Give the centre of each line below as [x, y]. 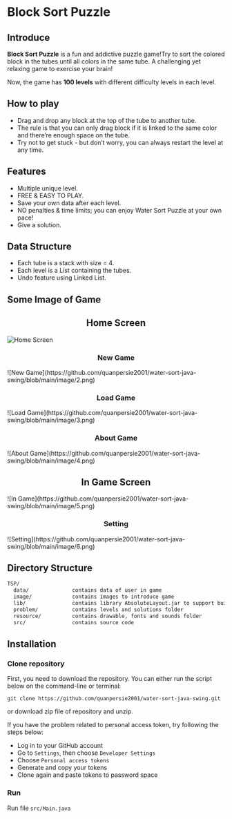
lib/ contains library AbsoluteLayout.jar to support [114, 604]
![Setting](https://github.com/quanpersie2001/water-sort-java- [96, 539]
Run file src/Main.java [39, 808]
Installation [32, 644]
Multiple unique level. [47, 188]
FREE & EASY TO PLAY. [50, 195]
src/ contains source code [74, 622]
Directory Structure [50, 568]
